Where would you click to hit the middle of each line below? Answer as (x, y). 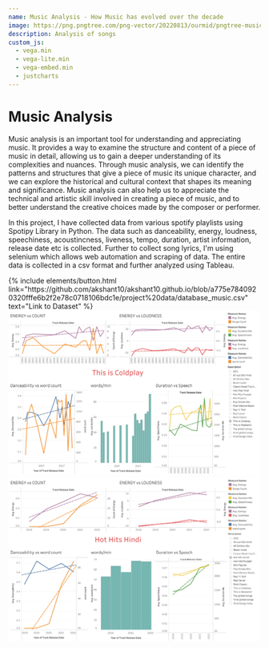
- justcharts (37, 76)
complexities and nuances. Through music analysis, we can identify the (126, 164)
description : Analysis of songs (62, 34)
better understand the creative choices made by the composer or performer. (134, 207)
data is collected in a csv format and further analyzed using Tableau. (121, 265)
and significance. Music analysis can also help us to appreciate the (119, 190)
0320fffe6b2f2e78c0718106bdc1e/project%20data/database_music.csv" (128, 297)
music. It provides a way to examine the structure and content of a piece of (132, 147)
